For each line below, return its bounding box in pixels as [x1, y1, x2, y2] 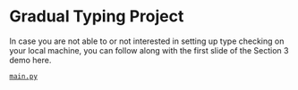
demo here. [9, 54, 52, 65]
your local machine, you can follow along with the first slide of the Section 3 [9, 45, 289, 55]
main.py [9, 71, 38, 81]
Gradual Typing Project [9, 6, 184, 27]
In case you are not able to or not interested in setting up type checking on [9, 36, 285, 46]
